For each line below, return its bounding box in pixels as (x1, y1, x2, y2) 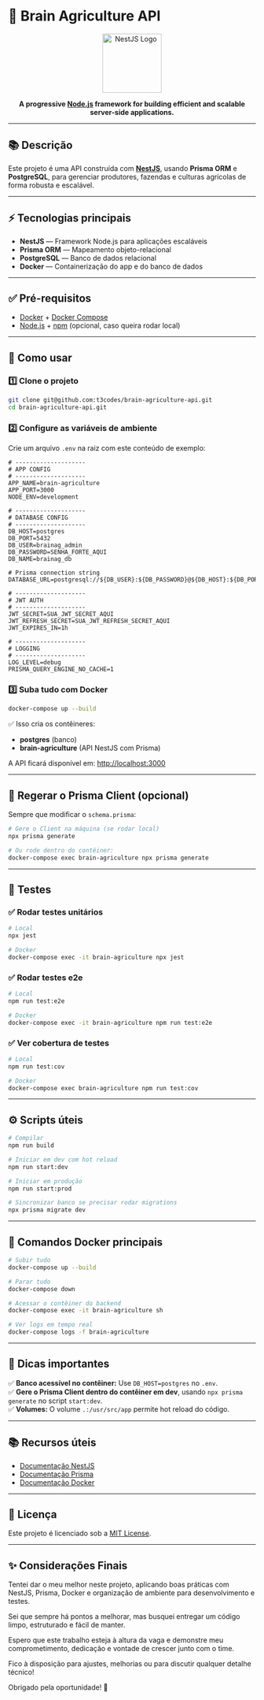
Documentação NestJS (19, 1461, 95, 1470)
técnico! (8, 1668, 35, 1677)
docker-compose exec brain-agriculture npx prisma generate (8, 854, 210, 862)
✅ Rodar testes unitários (8, 906, 104, 917)
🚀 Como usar (8, 351, 72, 365)
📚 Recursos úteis (8, 1436, 97, 1449)
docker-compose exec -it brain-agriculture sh (8, 1307, 163, 1315)
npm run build (8, 1141, 55, 1149)
